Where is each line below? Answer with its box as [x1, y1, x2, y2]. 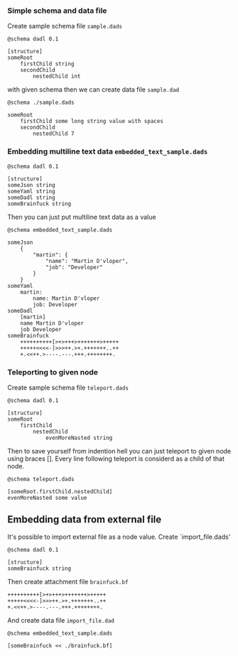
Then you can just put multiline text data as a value [7, 213, 156, 221]
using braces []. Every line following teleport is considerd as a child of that [7, 454, 225, 463]
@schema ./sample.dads [7, 99, 75, 107]
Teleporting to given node [7, 367, 98, 377]
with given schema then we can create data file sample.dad [7, 85, 180, 94]
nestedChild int [33, 73, 81, 80]
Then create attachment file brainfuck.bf [7, 577, 129, 586]
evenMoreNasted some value [7, 494, 87, 501]
